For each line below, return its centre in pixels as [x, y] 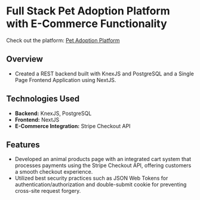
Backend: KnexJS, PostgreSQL [53, 113]
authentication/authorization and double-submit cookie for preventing [101, 184]
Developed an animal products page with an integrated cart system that [103, 159]
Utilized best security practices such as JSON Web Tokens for [91, 178]
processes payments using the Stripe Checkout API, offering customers [103, 165]
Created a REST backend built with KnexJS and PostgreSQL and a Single [104, 74]
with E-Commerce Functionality [87, 24]
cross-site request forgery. [48, 191]
